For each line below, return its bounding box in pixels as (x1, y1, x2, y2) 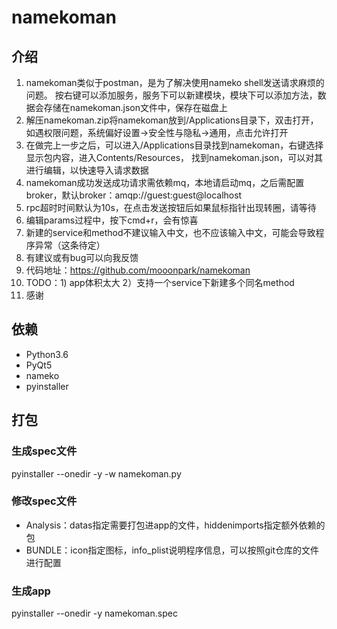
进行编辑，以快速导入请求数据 (25, 164, 149, 176)
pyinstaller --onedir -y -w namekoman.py (11, 467, 182, 480)
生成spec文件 (11, 444, 78, 458)
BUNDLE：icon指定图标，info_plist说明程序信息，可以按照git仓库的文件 (25, 544, 319, 556)
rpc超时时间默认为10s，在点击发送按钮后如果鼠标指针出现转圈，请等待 (25, 202, 317, 213)
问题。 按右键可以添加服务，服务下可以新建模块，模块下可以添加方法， (25, 89, 318, 101)
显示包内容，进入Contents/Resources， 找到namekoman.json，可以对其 (25, 152, 324, 163)
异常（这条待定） (34, 239, 106, 251)
